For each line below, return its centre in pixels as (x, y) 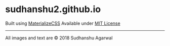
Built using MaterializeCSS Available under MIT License (63, 23)
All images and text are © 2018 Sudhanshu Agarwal (59, 38)
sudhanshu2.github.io (53, 9)
